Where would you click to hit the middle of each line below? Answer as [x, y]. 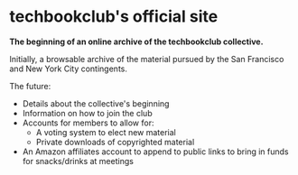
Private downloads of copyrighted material [115, 142]
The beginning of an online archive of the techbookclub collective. [136, 41]
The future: [30, 86]
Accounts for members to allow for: [88, 123]
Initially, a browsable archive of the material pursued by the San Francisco [147, 59]
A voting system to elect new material [106, 132]
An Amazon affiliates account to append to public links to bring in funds [155, 152]
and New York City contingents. [69, 69]
